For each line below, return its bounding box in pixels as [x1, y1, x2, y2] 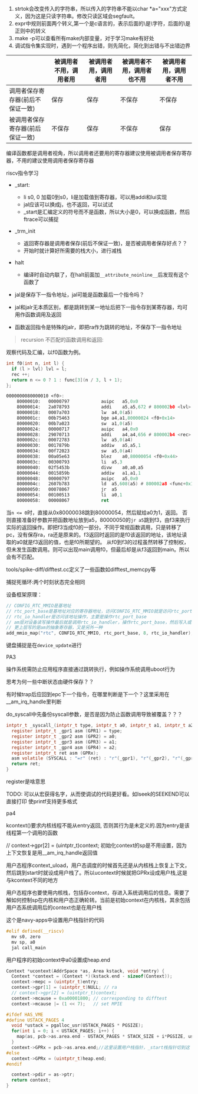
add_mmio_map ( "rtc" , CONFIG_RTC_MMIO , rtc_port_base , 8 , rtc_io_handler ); [6, 630, 194, 637]
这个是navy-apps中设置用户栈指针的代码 [6, 917, 104, 923]
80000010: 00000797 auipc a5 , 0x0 [16, 398, 138, 405]
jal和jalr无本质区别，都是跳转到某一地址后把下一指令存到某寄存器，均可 [14, 304, 188, 310]
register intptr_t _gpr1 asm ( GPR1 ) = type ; [11, 728, 123, 734]
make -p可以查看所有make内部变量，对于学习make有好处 [14, 35, 154, 41]
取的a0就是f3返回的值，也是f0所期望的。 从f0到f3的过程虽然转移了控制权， [6, 538, 190, 546]
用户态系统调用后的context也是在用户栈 [6, 904, 102, 911]
